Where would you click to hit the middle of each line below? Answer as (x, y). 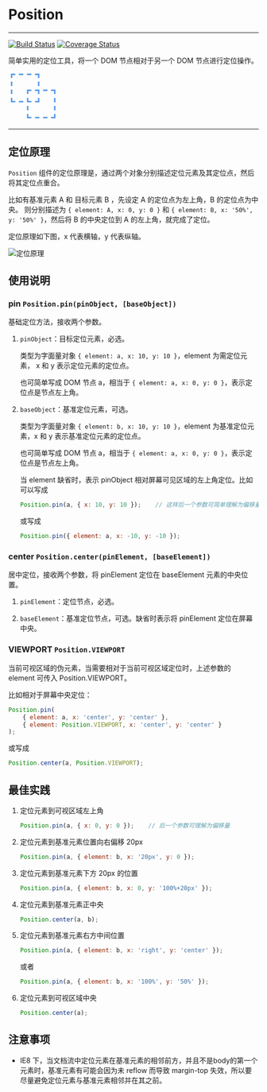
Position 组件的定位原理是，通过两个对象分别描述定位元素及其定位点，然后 (132, 172)
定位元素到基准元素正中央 (62, 904)
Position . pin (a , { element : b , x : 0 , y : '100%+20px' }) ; (116, 888)
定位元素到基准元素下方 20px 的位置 (79, 873)
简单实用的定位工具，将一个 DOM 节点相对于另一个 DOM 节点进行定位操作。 (133, 60)
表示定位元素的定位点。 (95, 366)
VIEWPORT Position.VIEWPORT (67, 649)
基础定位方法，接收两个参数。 (57, 322)
